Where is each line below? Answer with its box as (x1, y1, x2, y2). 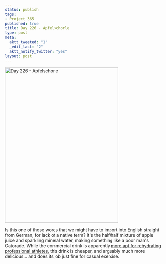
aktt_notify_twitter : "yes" (9, 49, 68, 54)
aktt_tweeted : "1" (9, 40, 48, 45)
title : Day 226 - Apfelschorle (5, 26, 70, 31)
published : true (5, 21, 39, 26)
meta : (5, 35, 16, 40)
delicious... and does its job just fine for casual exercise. (5, 253, 120, 259)
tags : (5, 12, 16, 17)
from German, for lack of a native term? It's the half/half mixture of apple (5, 232, 154, 238)
